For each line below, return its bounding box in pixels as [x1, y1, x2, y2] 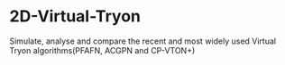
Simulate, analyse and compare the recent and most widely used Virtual [9, 36, 277, 46]
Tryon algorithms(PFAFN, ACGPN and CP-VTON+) [9, 45, 196, 55]
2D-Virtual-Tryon [9, 6, 142, 27]
